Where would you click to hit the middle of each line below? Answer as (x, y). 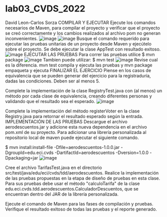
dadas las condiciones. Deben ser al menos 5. (52, 81)
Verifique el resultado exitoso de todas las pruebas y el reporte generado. (81, 209)
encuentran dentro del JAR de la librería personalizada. (62, 194)
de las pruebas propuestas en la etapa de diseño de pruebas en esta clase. (83, 178)
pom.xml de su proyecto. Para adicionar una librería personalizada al (76, 132)
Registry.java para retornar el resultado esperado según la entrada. (74, 116)
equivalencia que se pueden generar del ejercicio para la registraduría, (78, 75)
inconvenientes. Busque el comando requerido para (77, 38)
